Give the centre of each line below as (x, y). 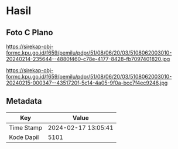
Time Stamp (26, 127)
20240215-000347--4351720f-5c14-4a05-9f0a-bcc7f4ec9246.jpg (87, 83)
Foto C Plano (30, 33)
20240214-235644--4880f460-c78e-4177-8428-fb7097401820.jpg (88, 59)
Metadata (24, 101)
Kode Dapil (24, 137)
